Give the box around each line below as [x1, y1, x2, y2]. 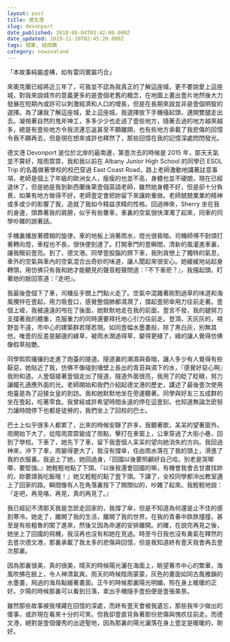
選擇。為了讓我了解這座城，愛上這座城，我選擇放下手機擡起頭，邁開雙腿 [7, 108, 211, 116]
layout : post [7, 10, 44, 17]
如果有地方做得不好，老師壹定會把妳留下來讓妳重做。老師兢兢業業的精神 [18, 191, 223, 199]
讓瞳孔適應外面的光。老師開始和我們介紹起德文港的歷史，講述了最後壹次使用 [7, 380, 223, 388]
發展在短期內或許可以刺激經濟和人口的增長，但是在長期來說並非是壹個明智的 [7, 99, 223, 108]
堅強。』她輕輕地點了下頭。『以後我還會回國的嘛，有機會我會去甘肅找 [25, 463, 217, 471]
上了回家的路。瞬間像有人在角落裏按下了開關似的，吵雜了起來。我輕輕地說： [7, 480, 223, 489]
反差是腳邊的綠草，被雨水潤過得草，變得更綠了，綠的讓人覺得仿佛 [36, 332, 223, 340]
